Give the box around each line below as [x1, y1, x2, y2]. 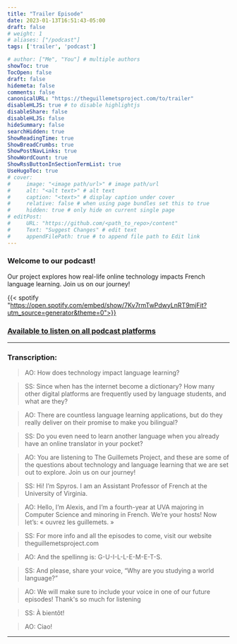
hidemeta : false [7, 82, 55, 89]
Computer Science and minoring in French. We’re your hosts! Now [24, 511, 217, 519]
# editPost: [7, 213, 42, 221]
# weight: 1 [7, 30, 42, 37]
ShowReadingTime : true [7, 135, 74, 142]
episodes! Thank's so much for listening [24, 595, 141, 604]
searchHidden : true [7, 128, 65, 135]
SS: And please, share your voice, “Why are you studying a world [24, 566, 214, 575]
